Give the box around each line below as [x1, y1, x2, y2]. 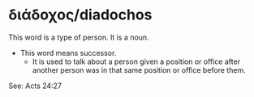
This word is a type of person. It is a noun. [8, 32, 149, 42]
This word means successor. [19, 48, 117, 57]
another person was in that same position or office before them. [32, 65, 246, 74]
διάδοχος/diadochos [8, 6, 153, 24]
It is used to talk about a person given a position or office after [32, 57, 241, 66]
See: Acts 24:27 [8, 81, 62, 91]
